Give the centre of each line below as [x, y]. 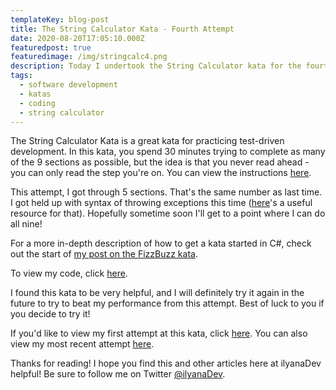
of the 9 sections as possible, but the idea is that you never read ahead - [160, 162]
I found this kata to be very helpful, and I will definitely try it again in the [157, 293]
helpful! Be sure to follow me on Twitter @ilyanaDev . [118, 374]
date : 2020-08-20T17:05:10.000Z [77, 38]
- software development [68, 85]
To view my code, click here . [69, 273]
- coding [37, 103]
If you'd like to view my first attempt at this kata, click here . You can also [159, 333]
